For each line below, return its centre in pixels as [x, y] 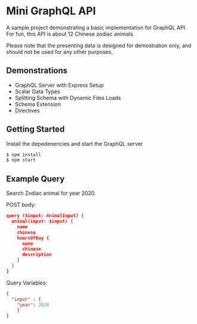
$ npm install [24, 155]
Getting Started [36, 129]
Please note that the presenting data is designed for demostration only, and [99, 45]
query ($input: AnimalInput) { [45, 216]
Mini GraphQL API [51, 11]
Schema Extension [38, 104]
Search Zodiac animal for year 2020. [51, 193]
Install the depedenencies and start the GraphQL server [75, 143]
